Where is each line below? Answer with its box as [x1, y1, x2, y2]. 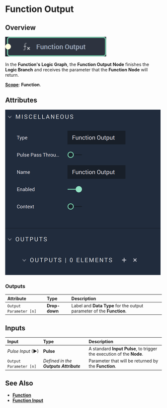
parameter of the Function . [71, 308, 127, 314]
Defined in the [43, 358, 72, 364]
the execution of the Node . [88, 351, 143, 357]
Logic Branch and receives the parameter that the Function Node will [5, 67, 148, 73]
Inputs [5, 324, 26, 332]
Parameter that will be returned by [88, 358, 159, 364]
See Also [5, 379, 33, 388]
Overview [5, 23, 36, 32]
